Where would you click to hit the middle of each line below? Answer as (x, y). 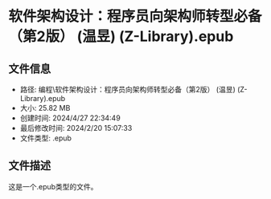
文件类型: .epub (46, 138)
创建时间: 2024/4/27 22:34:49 (70, 118)
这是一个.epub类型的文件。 (53, 186)
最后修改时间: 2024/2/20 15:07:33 (76, 128)
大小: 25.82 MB (45, 108)
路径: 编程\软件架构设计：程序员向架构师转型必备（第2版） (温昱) (127, 89)
